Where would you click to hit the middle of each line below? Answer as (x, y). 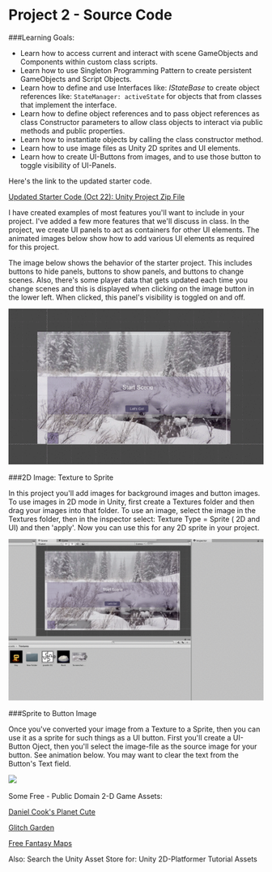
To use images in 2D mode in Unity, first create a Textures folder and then (132, 502)
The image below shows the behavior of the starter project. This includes (130, 262)
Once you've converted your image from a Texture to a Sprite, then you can (134, 729)
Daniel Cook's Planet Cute (52, 812)
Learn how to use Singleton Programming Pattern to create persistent (136, 70)
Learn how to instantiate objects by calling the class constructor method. (142, 139)
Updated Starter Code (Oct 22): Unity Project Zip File (97, 196)
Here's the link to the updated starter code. (80, 181)
